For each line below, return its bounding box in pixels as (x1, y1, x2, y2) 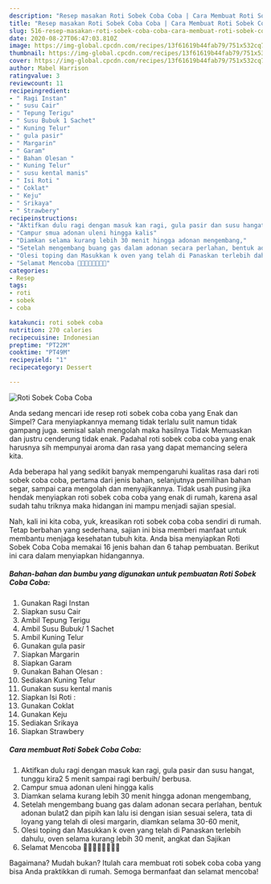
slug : (9, 27, 27, 35)
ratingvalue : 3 (9, 72, 60, 80)
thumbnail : (9, 49, 46, 57)
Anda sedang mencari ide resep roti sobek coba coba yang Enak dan (9, 408, 238, 417)
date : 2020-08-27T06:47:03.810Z (9, 34, 117, 43)
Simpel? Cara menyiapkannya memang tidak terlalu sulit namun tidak (9, 417, 237, 426)
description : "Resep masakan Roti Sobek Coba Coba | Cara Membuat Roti (9, 11, 254, 20)
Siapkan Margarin (20, 650, 80, 659)
